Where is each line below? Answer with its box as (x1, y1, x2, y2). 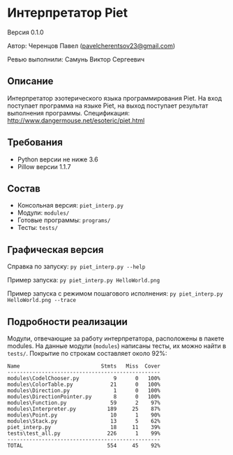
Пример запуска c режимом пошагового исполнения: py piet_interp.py (7, 289, 223, 298)
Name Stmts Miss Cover (7, 363, 160, 370)
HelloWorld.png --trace (7, 297, 77, 304)
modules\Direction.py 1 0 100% (7, 387, 160, 394)
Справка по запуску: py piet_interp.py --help (7, 262, 146, 270)
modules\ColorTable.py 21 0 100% (7, 381, 160, 388)
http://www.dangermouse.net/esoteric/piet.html (7, 116, 145, 124)
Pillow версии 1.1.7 (17, 162, 71, 171)
